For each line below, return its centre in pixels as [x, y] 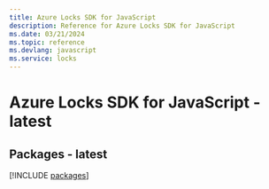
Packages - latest [58, 154]
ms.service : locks [43, 59]
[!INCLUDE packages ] [49, 175]
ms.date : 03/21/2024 [47, 34]
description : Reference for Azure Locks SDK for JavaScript [123, 26]
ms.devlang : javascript [53, 51]
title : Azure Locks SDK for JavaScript [83, 17]
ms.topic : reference [47, 42]
